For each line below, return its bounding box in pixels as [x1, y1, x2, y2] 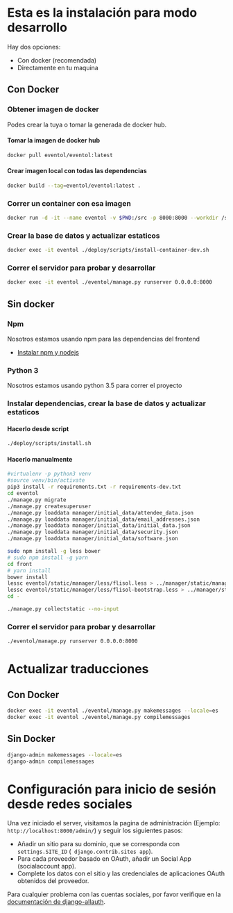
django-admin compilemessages [7, 758, 95, 765]
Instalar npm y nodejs [17, 348, 80, 356]
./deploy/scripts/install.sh [7, 440, 92, 447]
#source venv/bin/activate [7, 477, 85, 484]
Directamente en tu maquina [17, 63, 98, 72]
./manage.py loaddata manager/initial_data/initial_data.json [7, 522, 191, 529]
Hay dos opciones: [7, 42, 61, 51]
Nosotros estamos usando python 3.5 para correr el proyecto [7, 381, 182, 390]
